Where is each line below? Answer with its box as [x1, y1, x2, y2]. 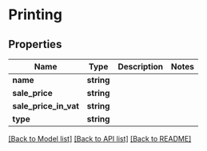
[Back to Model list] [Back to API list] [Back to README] [8, 134, 192, 143]
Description [117, 62, 164, 72]
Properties [8, 38, 62, 51]
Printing [8, 6, 62, 24]
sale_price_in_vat [12, 101, 80, 111]
